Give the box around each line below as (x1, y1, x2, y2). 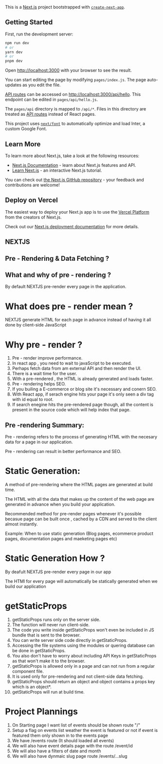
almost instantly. (5, 521, 38, 527)
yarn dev (5, 50, 23, 55)
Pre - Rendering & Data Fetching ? (5, 254, 109, 262)
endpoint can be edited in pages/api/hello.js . (5, 97, 98, 103)
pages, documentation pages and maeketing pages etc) (5, 536, 117, 542)
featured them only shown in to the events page (12, 732, 109, 738)
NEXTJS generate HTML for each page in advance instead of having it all (5, 317, 151, 323)
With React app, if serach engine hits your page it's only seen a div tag (12, 391, 154, 397)
